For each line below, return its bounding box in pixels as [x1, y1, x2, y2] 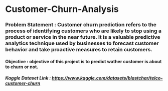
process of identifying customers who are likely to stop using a [5, 27, 162, 34]
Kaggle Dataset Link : [5, 75, 51, 81]
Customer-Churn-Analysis [5, 3, 119, 15]
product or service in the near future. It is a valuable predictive [5, 34, 160, 41]
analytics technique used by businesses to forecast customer [5, 40, 159, 47]
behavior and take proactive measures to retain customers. [5, 46, 153, 53]
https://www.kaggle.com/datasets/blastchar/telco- [52, 75, 163, 81]
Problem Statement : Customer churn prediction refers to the [5, 21, 156, 28]
